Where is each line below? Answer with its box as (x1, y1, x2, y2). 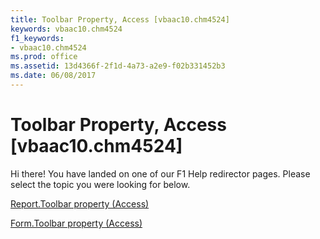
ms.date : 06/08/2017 (10, 71, 97, 81)
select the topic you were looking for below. (10, 178, 191, 190)
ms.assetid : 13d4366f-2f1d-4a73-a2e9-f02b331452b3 (10, 61, 226, 71)
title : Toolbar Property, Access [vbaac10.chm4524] (10, 14, 230, 25)
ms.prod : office (10, 52, 78, 62)
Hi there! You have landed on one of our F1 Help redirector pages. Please (10, 167, 311, 180)
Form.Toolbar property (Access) (10, 217, 143, 229)
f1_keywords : (10, 33, 65, 43)
